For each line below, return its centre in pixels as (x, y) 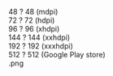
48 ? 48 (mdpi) (33, 12)
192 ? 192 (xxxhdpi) (41, 46)
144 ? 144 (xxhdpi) (39, 37)
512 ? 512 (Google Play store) (57, 55)
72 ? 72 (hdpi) (32, 20)
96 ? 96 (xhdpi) (34, 29)
